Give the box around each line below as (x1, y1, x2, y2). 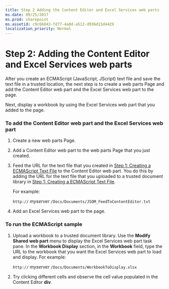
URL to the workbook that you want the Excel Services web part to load (12, 248, 162, 255)
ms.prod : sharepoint (5, 17, 49, 22)
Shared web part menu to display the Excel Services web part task (12, 238, 153, 244)
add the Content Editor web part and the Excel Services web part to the (5, 87, 154, 93)
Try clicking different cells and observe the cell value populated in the (12, 273, 158, 279)
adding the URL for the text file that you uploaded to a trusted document (12, 173, 163, 179)
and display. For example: (12, 254, 66, 260)
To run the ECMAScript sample (5, 221, 82, 228)
